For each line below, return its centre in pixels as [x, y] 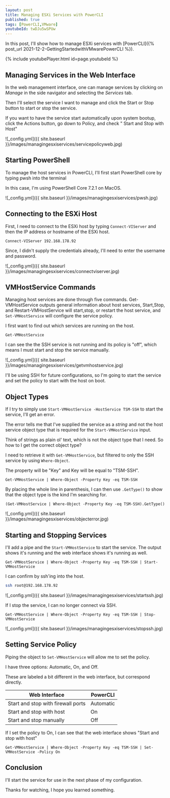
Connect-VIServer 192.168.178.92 [41, 241]
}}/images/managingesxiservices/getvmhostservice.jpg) [64, 366]
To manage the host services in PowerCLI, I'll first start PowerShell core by [83, 172]
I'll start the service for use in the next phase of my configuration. [74, 780]
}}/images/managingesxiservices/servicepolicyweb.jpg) [64, 144]
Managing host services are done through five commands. [67, 300]
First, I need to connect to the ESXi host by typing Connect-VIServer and [81, 226]
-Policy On [49, 752]
